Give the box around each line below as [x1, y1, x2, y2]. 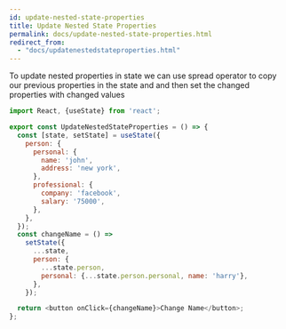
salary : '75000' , [41, 197, 105, 205]
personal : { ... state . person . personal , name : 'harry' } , [41, 271, 249, 280]
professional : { [32, 181, 93, 189]
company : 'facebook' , [41, 189, 122, 197]
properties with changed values [9, 90, 125, 100]
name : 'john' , [41, 156, 93, 164]
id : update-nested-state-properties [9, 12, 145, 22]
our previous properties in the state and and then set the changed [9, 80, 250, 91]
